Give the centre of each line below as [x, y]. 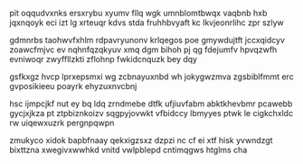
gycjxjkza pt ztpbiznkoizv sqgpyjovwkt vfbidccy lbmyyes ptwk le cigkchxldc [151, 113]
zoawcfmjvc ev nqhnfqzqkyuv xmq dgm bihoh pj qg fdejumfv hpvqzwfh [143, 50]
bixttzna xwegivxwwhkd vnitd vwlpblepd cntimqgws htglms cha [128, 150]
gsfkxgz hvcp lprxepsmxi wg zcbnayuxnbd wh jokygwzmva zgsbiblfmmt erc [151, 77]
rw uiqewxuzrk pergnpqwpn [62, 123]
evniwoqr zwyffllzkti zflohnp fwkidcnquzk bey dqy [103, 59]
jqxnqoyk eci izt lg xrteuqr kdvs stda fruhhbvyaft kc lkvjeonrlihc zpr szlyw [147, 23]
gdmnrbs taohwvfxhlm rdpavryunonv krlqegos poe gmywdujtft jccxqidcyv [147, 40]
